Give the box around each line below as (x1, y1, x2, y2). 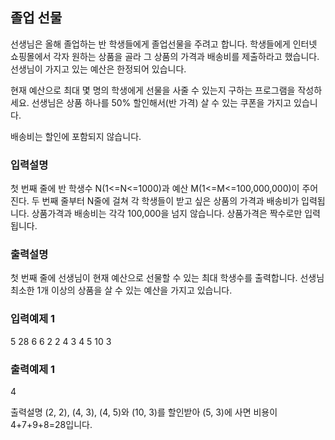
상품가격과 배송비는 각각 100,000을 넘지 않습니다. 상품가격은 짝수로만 (31, 208, 303, 220)
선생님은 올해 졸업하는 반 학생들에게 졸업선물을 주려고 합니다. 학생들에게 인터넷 (10, 38, 318, 50)
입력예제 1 (10, 312, 56, 326)
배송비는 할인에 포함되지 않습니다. (10, 130, 142, 142)
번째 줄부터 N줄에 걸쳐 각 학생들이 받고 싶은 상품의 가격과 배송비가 (41, 195, 300, 207)
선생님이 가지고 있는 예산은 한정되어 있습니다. (10, 63, 187, 75)
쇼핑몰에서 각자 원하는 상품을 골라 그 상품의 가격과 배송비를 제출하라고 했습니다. (10, 50, 320, 62)
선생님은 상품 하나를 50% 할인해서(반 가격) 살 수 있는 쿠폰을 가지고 (31, 96, 292, 108)
